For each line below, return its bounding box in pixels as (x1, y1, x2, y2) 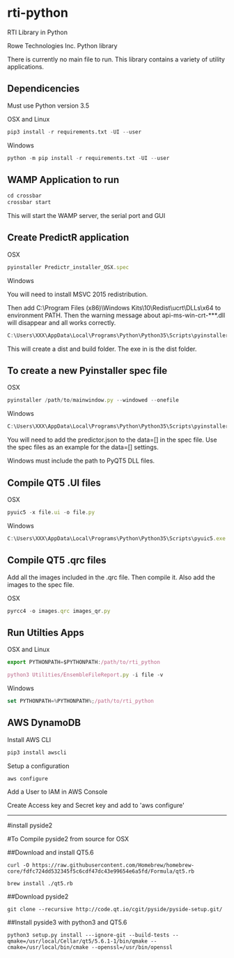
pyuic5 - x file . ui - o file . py (7, 509, 95, 516)
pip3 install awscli (7, 749, 68, 756)
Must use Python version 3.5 (7, 101, 89, 110)
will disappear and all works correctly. (7, 318, 116, 326)
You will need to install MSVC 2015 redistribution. (7, 290, 148, 298)
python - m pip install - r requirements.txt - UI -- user (7, 154, 170, 161)
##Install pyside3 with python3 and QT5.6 (7, 918, 127, 927)
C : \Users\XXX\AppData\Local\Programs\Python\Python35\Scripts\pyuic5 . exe (7, 535, 226, 542)
